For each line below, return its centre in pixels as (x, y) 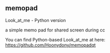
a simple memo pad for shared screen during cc (55, 30)
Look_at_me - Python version (36, 20)
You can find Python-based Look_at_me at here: (55, 39)
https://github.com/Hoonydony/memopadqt (50, 45)
